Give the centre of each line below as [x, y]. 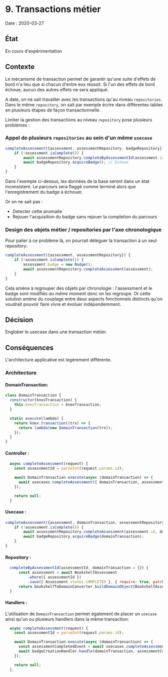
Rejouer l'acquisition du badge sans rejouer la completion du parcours [85, 217]
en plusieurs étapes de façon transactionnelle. [53, 110]
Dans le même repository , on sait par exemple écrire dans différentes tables [84, 104]
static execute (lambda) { [37, 418]
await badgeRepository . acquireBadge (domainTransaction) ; [83, 536]
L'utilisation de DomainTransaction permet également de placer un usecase [81, 614]
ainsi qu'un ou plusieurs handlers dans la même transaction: [67, 619]
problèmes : [17, 125]
